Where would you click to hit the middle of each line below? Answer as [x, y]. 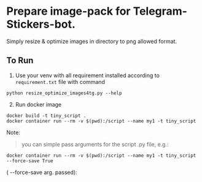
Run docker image [38, 104]
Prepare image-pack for [68, 11]
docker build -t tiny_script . [46, 116]
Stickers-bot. [41, 24]
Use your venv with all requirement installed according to [87, 75]
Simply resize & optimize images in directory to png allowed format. [91, 41]
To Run [20, 60]
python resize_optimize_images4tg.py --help [64, 93]
